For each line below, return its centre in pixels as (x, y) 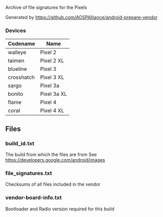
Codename (22, 44)
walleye (17, 52)
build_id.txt (20, 143)
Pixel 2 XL (52, 61)
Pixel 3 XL (52, 77)
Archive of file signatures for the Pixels (46, 7)
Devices (16, 30)
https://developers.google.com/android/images (55, 160)
